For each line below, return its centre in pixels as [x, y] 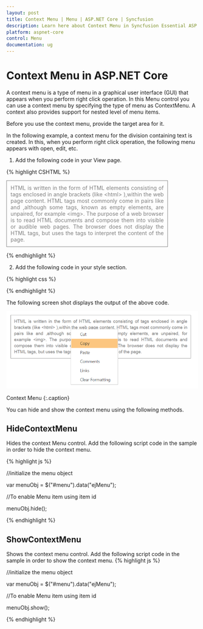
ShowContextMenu [44, 539]
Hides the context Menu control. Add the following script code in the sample [102, 443]
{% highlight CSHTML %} [38, 172]
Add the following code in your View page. [68, 160]
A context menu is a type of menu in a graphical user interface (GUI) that [97, 92]
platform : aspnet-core [35, 32]
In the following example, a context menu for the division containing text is [99, 135]
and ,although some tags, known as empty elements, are [87, 207]
